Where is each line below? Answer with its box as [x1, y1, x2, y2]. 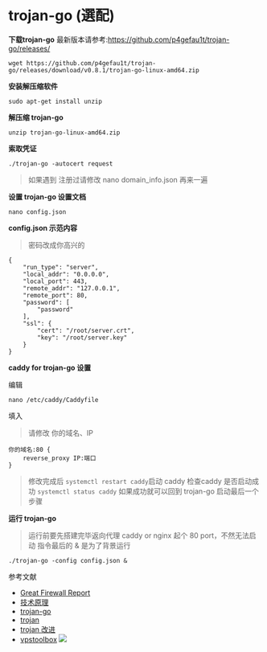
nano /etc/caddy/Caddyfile [8, 396, 99, 404]
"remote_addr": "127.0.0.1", [23, 284, 121, 293]
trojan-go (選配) [8, 6, 115, 25]
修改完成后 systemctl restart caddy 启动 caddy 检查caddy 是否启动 [27, 476, 253, 486]
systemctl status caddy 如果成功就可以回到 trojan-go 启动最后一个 [37, 486, 260, 496]
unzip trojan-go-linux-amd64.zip [8, 129, 121, 137]
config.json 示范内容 [8, 223, 78, 232]
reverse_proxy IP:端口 [23, 454, 97, 462]
